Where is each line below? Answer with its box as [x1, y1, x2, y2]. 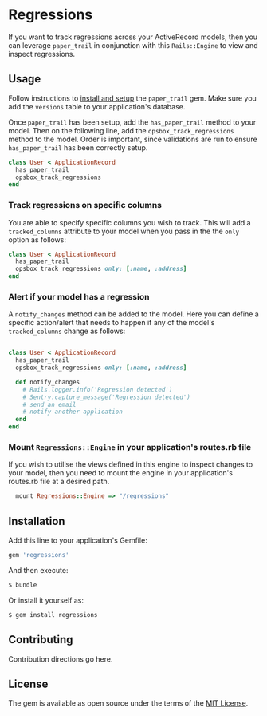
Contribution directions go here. [8, 654, 113, 664]
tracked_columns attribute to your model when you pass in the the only [8, 226, 240, 236]
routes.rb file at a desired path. [8, 477, 110, 487]
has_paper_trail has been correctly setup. [8, 142, 148, 153]
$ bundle [8, 581, 37, 589]
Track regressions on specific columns [8, 200, 162, 211]
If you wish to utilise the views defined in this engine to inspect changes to [8, 459, 253, 469]
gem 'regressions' [8, 551, 69, 559]
